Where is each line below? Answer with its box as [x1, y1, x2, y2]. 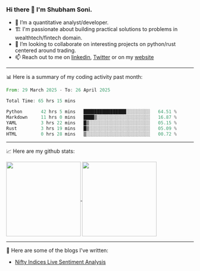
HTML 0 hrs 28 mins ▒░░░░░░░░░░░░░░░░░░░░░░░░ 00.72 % [6, 131, 177, 137]
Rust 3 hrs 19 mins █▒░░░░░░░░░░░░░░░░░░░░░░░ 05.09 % [6, 125, 177, 131]
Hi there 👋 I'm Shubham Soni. [6, 5, 92, 14]
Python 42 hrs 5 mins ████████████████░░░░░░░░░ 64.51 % [6, 109, 177, 115]
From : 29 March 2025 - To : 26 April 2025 [6, 87, 111, 93]
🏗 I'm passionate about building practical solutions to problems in [14, 26, 178, 33]
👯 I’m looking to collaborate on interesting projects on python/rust [14, 41, 176, 48]
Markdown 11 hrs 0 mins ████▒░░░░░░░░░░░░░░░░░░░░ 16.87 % [6, 114, 177, 120]
